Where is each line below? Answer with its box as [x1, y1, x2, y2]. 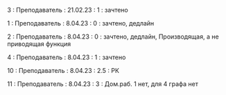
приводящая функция [7, 40, 71, 47]
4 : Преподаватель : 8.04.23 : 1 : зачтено [7, 53, 126, 61]
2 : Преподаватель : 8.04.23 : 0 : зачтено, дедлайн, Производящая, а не [7, 32, 220, 41]
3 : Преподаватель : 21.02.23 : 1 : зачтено [7, 6, 128, 14]
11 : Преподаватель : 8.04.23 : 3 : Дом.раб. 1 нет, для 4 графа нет [7, 80, 199, 88]
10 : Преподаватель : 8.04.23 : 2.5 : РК [7, 67, 120, 74]
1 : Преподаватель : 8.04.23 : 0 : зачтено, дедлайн [7, 19, 155, 27]
